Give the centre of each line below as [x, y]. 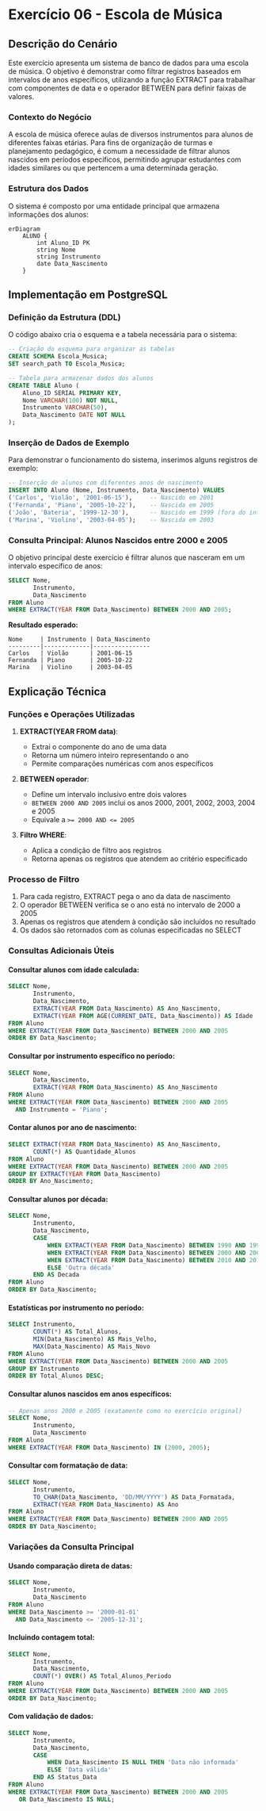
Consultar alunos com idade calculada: [74, 970]
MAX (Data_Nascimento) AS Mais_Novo [91, 1346]
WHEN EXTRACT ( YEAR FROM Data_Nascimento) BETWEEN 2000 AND [146, 1253]
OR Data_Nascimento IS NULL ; [66, 1799]
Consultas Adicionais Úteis [61, 951]
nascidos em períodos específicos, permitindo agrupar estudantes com [125, 159]
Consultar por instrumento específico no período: [92, 1055]
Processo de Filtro [44, 879]
